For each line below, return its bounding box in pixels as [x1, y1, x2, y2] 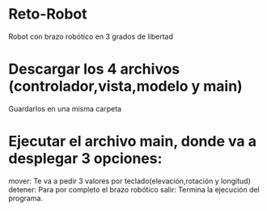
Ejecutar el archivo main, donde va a [8, 133, 257, 150]
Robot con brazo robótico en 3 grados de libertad [8, 32, 174, 41]
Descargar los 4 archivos [8, 60, 180, 78]
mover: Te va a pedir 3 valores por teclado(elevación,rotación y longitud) [8, 175, 251, 186]
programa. [8, 193, 43, 203]
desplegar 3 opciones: [8, 150, 163, 168]
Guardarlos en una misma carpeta [8, 103, 122, 113]
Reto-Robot [8, 5, 87, 23]
